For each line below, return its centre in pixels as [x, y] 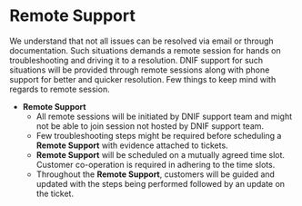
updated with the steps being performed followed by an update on [160, 183]
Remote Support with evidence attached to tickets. [132, 145]
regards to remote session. [60, 89]
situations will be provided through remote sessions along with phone [140, 70]
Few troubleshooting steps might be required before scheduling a [159, 135]
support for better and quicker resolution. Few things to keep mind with [143, 79]
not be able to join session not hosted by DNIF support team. [150, 126]
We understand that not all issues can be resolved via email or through [142, 41]
